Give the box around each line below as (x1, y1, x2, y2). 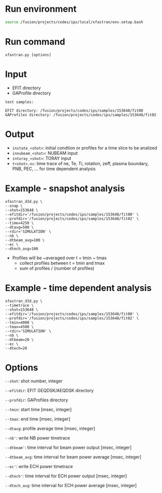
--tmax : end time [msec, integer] (5, 416, 70, 422)
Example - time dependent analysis (5, 282, 152, 294)
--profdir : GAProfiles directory (5, 397, 69, 403)
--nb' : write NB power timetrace (5, 435, 70, 441)
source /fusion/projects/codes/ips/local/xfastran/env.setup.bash (5, 20, 143, 25)
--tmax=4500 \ (5, 324, 34, 329)
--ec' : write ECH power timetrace (5, 464, 73, 469)
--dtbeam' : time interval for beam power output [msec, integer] (5, 444, 132, 450)
